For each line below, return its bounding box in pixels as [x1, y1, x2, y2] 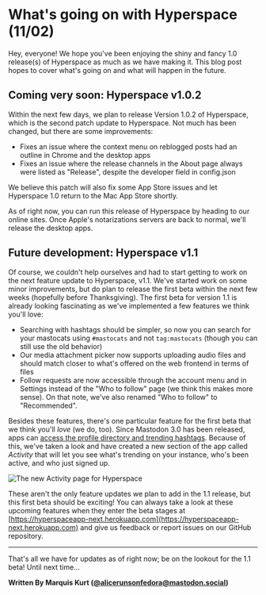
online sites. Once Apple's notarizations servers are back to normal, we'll [8, 214, 246, 224]
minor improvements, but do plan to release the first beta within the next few [8, 284, 258, 294]
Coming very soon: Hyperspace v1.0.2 [8, 89, 202, 102]
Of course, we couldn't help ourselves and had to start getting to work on [8, 267, 248, 277]
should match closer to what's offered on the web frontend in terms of [19, 359, 249, 368]
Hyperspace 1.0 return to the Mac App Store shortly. [8, 190, 179, 200]
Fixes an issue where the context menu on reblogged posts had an [19, 141, 237, 152]
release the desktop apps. [8, 223, 93, 232]
